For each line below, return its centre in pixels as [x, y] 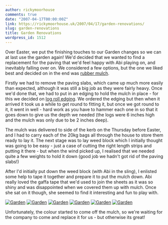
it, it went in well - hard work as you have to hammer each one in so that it [81, 109]
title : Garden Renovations [33, 33]
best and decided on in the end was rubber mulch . [57, 73]
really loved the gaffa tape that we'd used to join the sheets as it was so [79, 182]
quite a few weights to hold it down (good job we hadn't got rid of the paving [84, 156]
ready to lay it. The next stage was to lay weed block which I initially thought [84, 140]
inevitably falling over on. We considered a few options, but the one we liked [84, 67]
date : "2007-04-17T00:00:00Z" [37, 19]
